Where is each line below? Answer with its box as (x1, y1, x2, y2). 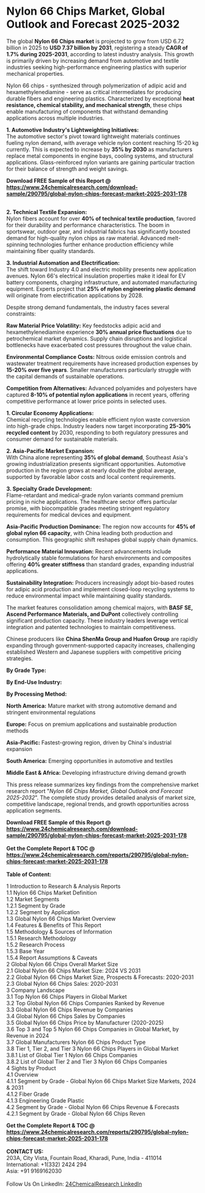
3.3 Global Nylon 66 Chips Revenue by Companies (6, 1006, 134, 1013)
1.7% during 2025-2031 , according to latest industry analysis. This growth (6, 50, 194, 57)
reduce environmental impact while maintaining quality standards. (6, 592, 172, 599)
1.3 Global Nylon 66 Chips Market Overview (6, 915, 116, 922)
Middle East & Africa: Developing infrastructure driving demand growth (6, 769, 187, 776)
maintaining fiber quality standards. (6, 247, 96, 254)
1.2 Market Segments (6, 895, 60, 903)
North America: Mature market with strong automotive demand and (6, 702, 177, 709)
